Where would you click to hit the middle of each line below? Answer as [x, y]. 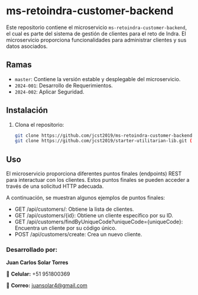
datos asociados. [27, 46]
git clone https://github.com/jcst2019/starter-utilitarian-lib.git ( [103, 141]
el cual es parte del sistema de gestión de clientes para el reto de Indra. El [96, 33]
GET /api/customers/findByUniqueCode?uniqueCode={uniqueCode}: [99, 222]
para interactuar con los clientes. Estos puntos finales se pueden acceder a [98, 180]
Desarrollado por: [32, 250]
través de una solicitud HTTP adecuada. [55, 186]
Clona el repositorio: [39, 124]
